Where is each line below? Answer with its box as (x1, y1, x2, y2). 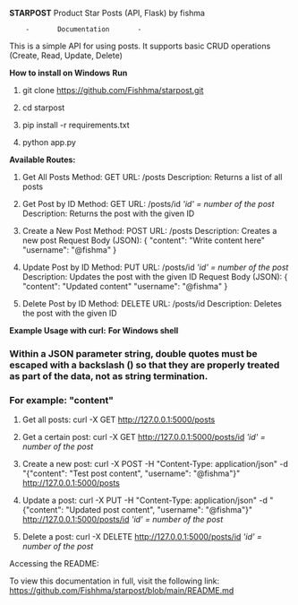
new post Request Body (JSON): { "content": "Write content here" (21, 235, 266, 246)
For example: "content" (9, 393, 115, 406)
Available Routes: (9, 154, 76, 165)
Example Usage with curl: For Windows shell (9, 325, 179, 335)
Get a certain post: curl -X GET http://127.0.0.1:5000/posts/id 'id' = (21, 432, 266, 443)
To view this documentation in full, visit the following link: (9, 575, 220, 586)
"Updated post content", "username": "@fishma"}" (65, 505, 253, 515)
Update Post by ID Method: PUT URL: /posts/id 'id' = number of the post (21, 262, 289, 272)
